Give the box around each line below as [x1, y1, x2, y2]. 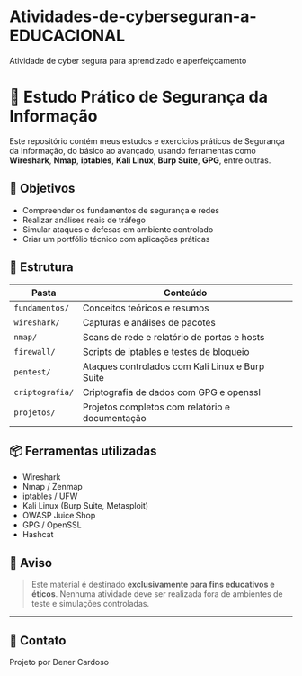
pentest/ [13, 366, 51, 377]
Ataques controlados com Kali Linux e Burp [82, 360, 265, 373]
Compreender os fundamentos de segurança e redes [22, 204, 220, 215]
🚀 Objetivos [9, 181, 75, 196]
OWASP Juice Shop [22, 510, 96, 521]
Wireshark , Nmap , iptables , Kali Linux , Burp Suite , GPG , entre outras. [9, 155, 271, 166]
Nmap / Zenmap [22, 482, 83, 492]
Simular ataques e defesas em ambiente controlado [22, 223, 214, 235]
